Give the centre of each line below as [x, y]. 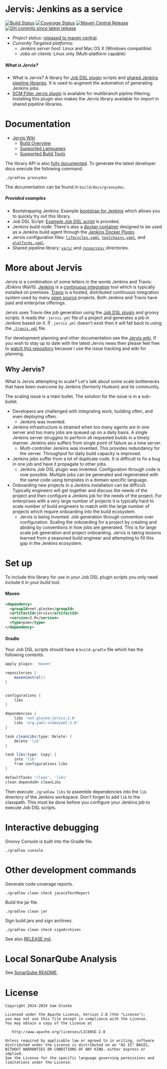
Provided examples [26, 198]
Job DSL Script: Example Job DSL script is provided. [66, 221]
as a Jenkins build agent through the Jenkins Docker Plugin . [74, 232]
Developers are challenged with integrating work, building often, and [83, 411]
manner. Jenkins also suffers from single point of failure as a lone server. [87, 443]
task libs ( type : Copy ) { [31, 755]
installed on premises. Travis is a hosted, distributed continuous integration [82, 292]
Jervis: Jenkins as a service [64, 9]
